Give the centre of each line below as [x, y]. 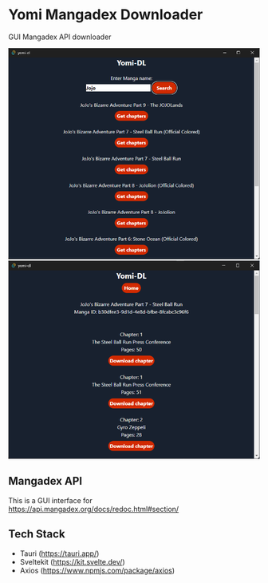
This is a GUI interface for [51, 500]
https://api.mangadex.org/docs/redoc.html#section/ [94, 509]
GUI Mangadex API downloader [60, 37]
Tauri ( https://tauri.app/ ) [59, 553]
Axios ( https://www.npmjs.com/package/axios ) [97, 570]
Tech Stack [37, 534]
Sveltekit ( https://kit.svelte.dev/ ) [72, 561]
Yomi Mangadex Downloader [106, 15]
